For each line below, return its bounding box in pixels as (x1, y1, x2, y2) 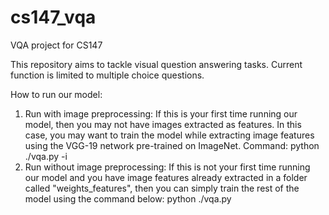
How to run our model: (10, 88, 103, 100)
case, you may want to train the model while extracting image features (24, 129, 315, 141)
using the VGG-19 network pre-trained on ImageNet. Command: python (24, 139, 320, 151)
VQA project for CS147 (10, 39, 103, 51)
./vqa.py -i (24, 150, 68, 162)
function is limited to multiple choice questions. (10, 69, 205, 81)
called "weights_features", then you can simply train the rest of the (24, 182, 300, 194)
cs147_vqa (10, 6, 97, 29)
